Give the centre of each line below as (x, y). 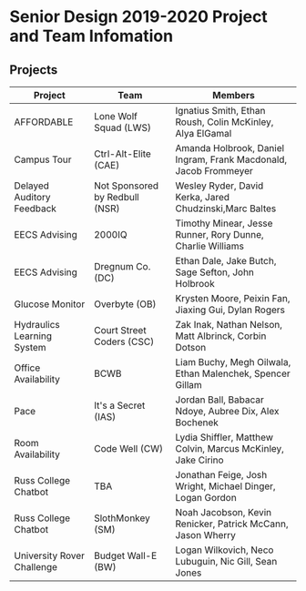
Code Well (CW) (129, 448)
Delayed (32, 186)
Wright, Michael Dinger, (225, 486)
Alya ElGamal (204, 133)
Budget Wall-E (126, 555)
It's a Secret (120, 405)
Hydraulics (37, 325)
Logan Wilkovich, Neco (224, 550)
